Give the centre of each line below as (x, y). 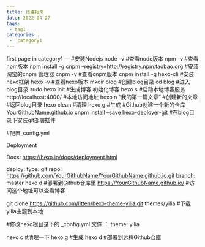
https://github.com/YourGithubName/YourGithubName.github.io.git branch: (101, 176)
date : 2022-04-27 (28, 18)
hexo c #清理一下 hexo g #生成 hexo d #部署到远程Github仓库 (84, 237)
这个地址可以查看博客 (38, 190)
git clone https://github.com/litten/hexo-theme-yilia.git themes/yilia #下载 (99, 203)
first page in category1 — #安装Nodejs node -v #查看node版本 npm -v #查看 (102, 59)
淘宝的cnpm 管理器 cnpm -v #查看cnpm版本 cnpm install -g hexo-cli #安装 (100, 74)
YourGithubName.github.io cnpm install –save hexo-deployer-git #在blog (98, 112)
